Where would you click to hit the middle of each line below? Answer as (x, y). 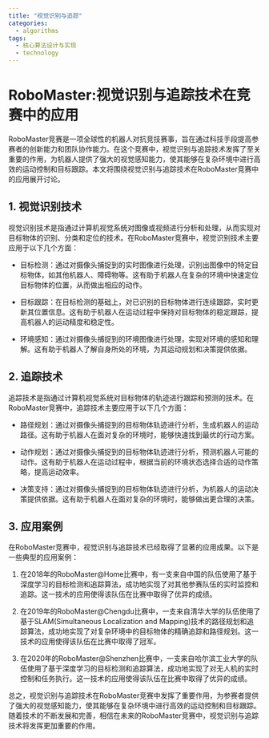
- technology (37, 53)
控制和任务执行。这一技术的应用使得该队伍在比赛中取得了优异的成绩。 (136, 679)
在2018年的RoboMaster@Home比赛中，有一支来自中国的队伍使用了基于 (139, 574)
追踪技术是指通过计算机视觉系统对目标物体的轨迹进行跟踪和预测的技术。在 (131, 397)
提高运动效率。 (59, 472)
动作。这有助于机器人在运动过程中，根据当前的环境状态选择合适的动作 (136, 461)
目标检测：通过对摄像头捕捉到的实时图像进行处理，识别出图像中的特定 (136, 265)
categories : (28, 23)
